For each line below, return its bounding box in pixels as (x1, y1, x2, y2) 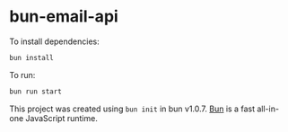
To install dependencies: (9, 36, 100, 47)
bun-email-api (9, 6, 118, 27)
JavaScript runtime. (25, 112, 99, 123)
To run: (9, 69, 36, 80)
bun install (9, 53, 54, 62)
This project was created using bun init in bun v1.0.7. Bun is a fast (9, 103, 256, 114)
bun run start (9, 87, 63, 96)
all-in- (257, 103, 280, 114)
